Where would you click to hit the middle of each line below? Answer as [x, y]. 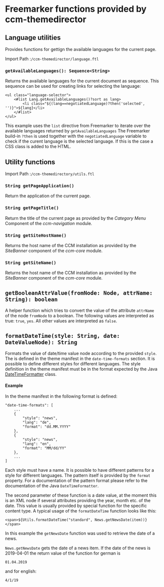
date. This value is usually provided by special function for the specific [76, 506]
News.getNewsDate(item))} [121, 520]
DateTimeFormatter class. [31, 374]
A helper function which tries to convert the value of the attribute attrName [80, 310]
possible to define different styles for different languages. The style [73, 363]
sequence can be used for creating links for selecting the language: [73, 86]
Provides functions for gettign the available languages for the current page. [81, 49]
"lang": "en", [37, 444]
